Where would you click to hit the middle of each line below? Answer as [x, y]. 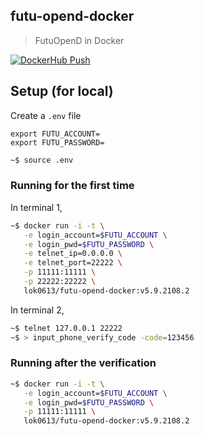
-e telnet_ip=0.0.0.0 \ [73, 254]
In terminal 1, [36, 207]
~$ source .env [42, 160]
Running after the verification [83, 363]
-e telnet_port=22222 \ [73, 263]
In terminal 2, [37, 310]
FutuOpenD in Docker [79, 40]
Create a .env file [46, 115]
